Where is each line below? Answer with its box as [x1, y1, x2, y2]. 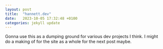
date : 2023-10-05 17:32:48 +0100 [5, 16, 78, 21]
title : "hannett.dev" [5, 12, 51, 16]
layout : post [5, 7, 32, 12]
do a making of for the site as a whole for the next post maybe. [5, 39, 132, 45]
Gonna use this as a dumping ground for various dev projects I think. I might [5, 34, 158, 39]
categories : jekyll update [5, 20, 60, 25]
